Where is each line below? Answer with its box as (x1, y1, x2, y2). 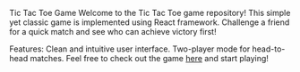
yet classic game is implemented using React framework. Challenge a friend (9, 17, 290, 28)
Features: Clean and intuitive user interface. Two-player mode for (9, 44, 251, 54)
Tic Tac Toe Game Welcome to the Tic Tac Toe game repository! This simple (9, 8, 291, 18)
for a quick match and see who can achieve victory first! (9, 27, 217, 36)
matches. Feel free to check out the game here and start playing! (30, 53, 269, 63)
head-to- (252, 44, 286, 54)
